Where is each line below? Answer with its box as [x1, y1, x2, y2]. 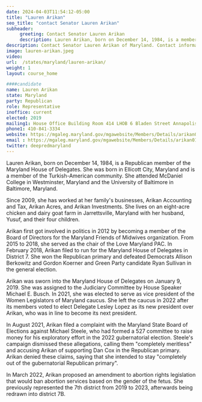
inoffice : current [6, 109, 52, 115]
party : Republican [6, 98, 52, 104]
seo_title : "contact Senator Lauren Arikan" [6, 20, 120, 26]
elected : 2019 [6, 115, 42, 121]
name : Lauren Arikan [6, 87, 58, 93]
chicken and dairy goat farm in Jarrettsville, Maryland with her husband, [6, 209, 185, 217]
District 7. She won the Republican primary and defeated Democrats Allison [6, 253, 192, 260]
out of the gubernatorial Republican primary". [6, 359, 118, 366]
